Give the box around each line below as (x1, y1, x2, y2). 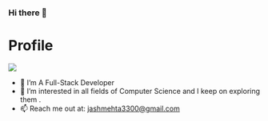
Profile (8, 37, 54, 55)
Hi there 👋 (8, 7, 48, 18)
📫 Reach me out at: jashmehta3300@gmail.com (19, 103, 180, 113)
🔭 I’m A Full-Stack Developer (19, 77, 114, 87)
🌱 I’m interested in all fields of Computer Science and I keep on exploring (19, 86, 261, 96)
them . (19, 95, 42, 104)
